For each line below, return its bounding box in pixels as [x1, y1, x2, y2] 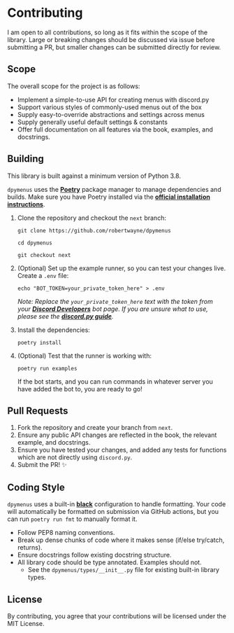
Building [7, 153, 44, 165]
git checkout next [17, 251, 71, 258]
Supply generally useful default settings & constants [17, 118, 168, 126]
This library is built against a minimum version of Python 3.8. [7, 172, 182, 180]
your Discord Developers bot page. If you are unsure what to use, [17, 305, 208, 313]
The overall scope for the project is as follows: [7, 82, 140, 90]
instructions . [7, 200, 45, 208]
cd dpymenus [17, 239, 52, 246]
